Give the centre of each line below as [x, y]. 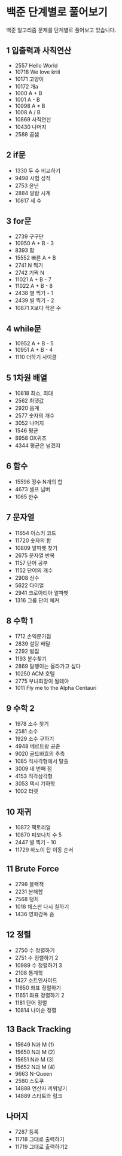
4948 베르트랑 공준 [38, 746]
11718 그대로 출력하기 [39, 1139]
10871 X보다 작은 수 [38, 308]
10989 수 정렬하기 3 [39, 965]
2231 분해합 [29, 892]
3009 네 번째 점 [33, 769]
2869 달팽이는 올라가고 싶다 [48, 666]
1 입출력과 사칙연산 [39, 51]
